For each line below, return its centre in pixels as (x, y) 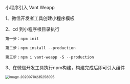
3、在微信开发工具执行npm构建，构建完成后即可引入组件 (65, 67)
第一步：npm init (22, 39)
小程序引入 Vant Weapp (30, 7)
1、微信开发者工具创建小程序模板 (40, 18)
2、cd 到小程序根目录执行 (32, 29)
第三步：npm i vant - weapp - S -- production (50, 57)
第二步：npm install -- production (40, 48)
